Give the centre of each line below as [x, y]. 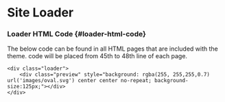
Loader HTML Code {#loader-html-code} [76, 34]
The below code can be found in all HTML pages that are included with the [113, 49]
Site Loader [40, 13]
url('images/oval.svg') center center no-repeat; [80, 81]
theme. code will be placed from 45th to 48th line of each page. [97, 56]
